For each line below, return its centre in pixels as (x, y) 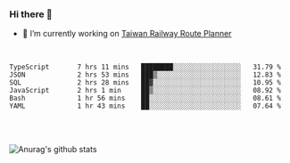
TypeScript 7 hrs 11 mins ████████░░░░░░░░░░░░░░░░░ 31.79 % (145, 67)
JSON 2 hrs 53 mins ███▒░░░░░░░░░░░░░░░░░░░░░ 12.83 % (145, 75)
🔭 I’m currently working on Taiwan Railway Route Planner (127, 34)
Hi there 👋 (31, 14)
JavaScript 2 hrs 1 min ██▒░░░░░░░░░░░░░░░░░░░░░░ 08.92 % (145, 91)
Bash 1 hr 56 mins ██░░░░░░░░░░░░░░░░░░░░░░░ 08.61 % (145, 98)
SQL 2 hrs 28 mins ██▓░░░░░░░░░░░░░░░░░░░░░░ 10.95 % (145, 83)
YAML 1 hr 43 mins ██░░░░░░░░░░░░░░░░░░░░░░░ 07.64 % (145, 106)
